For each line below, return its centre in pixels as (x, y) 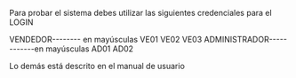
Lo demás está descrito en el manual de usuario (97, 66)
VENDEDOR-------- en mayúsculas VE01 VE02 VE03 (106, 39)
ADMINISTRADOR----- (245, 39)
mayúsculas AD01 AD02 (90, 49)
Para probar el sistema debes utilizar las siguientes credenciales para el (141, 13)
